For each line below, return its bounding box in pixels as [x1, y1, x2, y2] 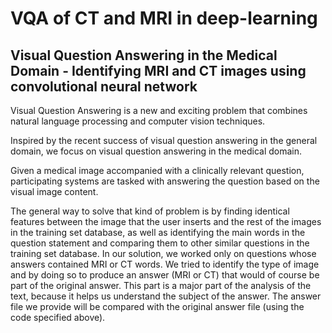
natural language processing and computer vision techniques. [10, 115, 266, 127]
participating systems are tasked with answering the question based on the [10, 175, 320, 187]
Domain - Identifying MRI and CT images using [10, 62, 307, 79]
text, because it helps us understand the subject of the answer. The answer [10, 290, 322, 302]
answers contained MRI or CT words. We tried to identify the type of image [10, 258, 320, 270]
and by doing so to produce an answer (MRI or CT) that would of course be [10, 269, 320, 281]
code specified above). [10, 312, 106, 323]
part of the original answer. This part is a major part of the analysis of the [10, 280, 312, 291]
